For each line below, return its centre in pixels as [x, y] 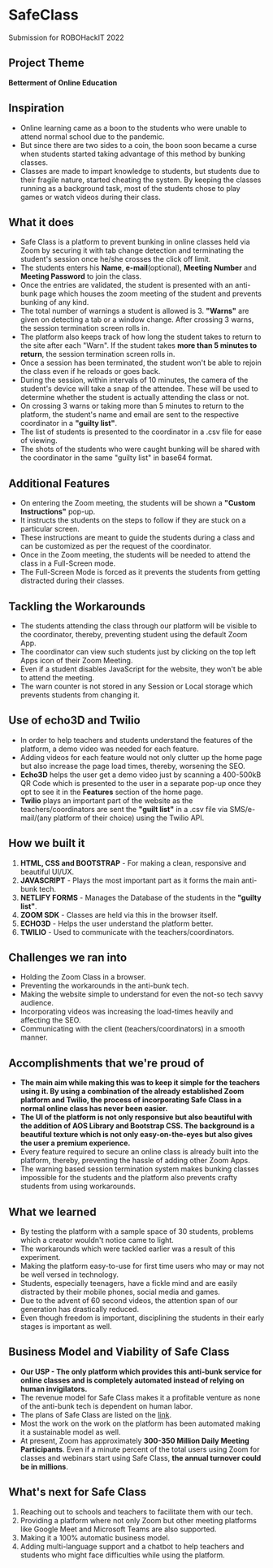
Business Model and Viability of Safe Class [119, 1352]
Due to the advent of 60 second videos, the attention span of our [129, 1301]
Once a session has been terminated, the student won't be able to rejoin [141, 363]
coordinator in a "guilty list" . [69, 423]
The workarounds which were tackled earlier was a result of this [128, 1249]
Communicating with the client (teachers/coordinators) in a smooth [132, 1029]
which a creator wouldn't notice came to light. [97, 1240]
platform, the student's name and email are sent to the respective [130, 415]
